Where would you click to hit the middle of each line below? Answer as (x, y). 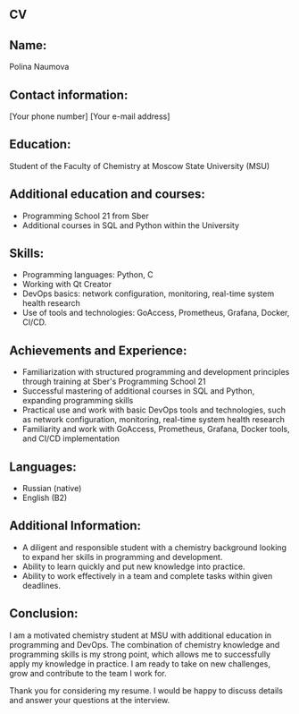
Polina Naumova (39, 67)
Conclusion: (44, 613)
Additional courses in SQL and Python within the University (130, 225)
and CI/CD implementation (71, 438)
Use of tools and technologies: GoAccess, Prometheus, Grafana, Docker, (156, 313)
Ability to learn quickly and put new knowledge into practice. (133, 566)
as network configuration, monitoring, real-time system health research (154, 420)
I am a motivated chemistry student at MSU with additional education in (141, 635)
